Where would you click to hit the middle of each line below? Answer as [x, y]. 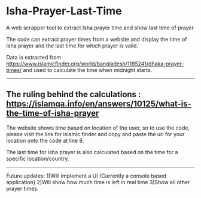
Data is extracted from [34, 57]
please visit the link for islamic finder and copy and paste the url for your [95, 134]
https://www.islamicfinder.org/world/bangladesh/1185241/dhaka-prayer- [95, 64]
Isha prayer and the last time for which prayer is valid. [72, 46]
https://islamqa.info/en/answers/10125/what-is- [99, 104]
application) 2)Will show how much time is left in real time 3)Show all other [98, 182]
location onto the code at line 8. [45, 140]
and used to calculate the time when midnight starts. [88, 70]
